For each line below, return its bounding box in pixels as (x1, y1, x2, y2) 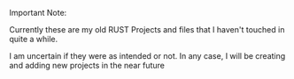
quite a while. (9, 34, 58, 44)
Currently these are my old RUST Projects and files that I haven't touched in (9, 25, 285, 34)
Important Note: (9, 8, 67, 18)
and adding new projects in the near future (9, 61, 166, 70)
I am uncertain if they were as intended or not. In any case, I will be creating (9, 51, 286, 61)
